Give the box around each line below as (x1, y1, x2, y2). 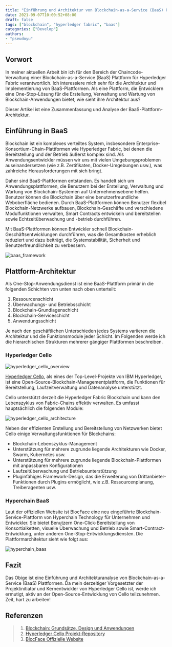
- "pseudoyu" (5, 37, 33, 42)
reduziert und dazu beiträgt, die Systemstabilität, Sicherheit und (5, 237, 140, 243)
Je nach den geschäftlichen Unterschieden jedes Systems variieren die (5, 328, 156, 334)
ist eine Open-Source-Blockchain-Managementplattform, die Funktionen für (5, 379, 165, 385)
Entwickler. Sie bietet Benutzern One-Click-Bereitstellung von (5, 519, 135, 526)
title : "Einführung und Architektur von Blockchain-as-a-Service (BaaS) (5, 7, 164, 13)
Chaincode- (118, 69, 143, 75)
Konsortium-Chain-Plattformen (5, 146, 71, 152)
